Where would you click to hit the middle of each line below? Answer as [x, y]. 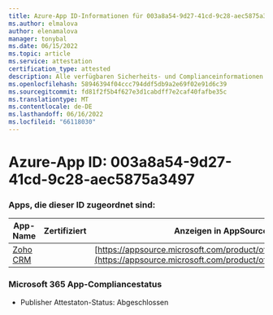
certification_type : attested [60, 69]
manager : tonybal [38, 39]
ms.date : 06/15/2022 [43, 46]
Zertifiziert [65, 231]
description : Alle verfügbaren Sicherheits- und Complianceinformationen [136, 77]
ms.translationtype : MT [49, 99]
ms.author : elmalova [43, 24]
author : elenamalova [43, 31]
